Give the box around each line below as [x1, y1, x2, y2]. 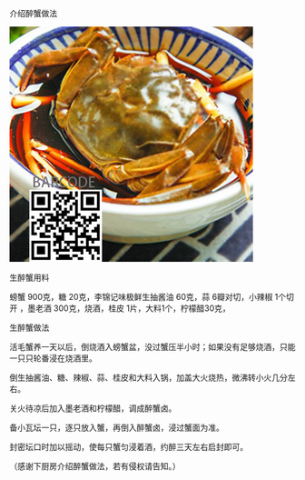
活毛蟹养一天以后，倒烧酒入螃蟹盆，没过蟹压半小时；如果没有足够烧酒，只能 [9, 342, 296, 352]
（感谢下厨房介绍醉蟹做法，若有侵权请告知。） [9, 461, 181, 471]
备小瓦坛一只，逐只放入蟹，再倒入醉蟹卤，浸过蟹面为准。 [9, 422, 224, 433]
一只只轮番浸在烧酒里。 [9, 353, 97, 364]
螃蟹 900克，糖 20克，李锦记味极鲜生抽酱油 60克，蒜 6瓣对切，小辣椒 [9, 292, 273, 302]
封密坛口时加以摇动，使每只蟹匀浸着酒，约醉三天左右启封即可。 [9, 442, 248, 452]
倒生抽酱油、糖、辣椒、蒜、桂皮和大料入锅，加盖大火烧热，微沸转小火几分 [9, 372, 288, 383]
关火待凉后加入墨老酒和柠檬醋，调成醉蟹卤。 [9, 403, 177, 414]
